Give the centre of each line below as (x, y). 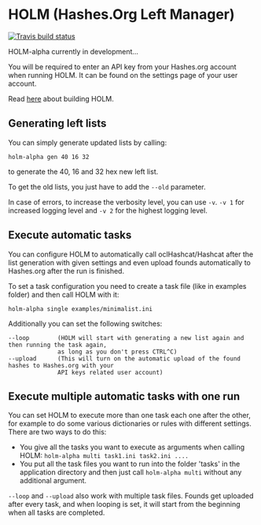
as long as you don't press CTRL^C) (118, 352)
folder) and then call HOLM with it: (64, 294)
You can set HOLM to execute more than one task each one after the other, (130, 416)
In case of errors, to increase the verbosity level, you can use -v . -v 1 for (127, 201)
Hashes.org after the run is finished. (66, 271)
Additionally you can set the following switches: (85, 324)
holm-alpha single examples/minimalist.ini (81, 309)
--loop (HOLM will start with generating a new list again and (126, 338)
